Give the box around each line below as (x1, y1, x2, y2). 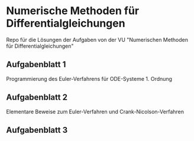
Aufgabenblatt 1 (6, 60, 66, 70)
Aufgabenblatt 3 (6, 125, 68, 135)
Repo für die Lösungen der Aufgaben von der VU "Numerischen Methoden (6, 36, 188, 43)
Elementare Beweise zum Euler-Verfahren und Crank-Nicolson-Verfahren (6, 108, 185, 115)
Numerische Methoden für (6, 4, 140, 18)
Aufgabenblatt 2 (6, 93, 68, 103)
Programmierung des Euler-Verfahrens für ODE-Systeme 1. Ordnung (6, 75, 173, 82)
